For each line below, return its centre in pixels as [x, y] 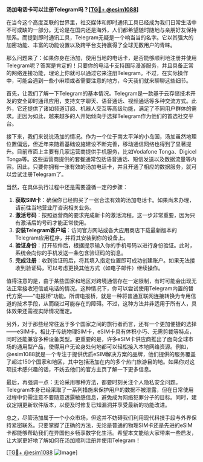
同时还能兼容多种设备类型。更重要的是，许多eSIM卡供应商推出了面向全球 [97, 339]
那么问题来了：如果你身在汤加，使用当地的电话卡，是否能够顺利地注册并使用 [101, 58]
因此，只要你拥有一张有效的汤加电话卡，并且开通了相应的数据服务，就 [104, 167]
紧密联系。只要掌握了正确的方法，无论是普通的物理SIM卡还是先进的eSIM [102, 425]
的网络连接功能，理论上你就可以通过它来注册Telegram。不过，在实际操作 [97, 73]
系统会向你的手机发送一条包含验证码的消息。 [71, 253]
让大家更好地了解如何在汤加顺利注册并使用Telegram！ [73, 440]
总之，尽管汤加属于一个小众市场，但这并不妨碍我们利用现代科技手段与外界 [99, 418]
